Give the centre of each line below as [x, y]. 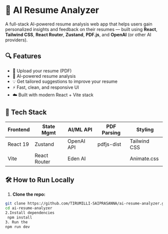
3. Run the [16, 222]
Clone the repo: [29, 195]
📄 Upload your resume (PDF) [42, 71]
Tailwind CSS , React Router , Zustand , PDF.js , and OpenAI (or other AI [78, 34]
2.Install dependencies [30, 213]
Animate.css [144, 158]
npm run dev [17, 227]
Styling [145, 129]
